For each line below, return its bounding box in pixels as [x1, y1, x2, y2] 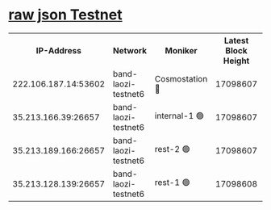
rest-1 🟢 [154, 177, 191, 188]
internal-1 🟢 [154, 111, 204, 122]
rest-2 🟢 [154, 144, 191, 155]
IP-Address [35, 44, 82, 56]
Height [223, 55, 250, 66]
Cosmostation [154, 73, 208, 84]
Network [112, 44, 148, 56]
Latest [223, 35, 249, 46]
